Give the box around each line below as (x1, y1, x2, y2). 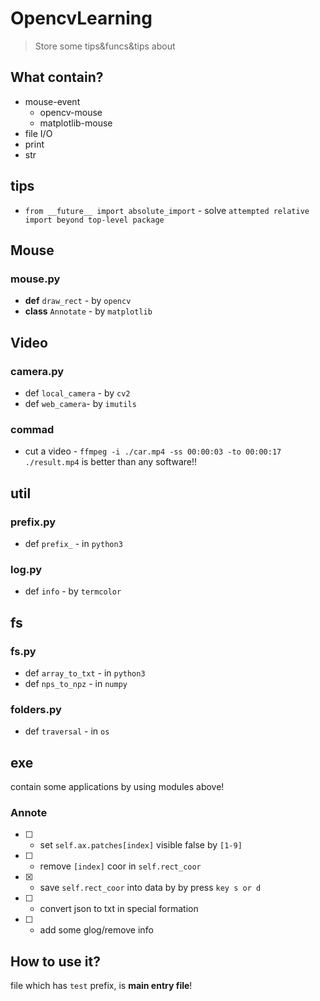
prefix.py (10, 515, 57, 529)
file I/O (24, 127, 53, 139)
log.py (10, 562, 43, 576)
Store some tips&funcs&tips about (34, 40, 176, 52)
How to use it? (10, 953, 101, 970)
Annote (10, 805, 48, 819)
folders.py (10, 702, 62, 716)
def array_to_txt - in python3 (24, 667, 146, 679)
